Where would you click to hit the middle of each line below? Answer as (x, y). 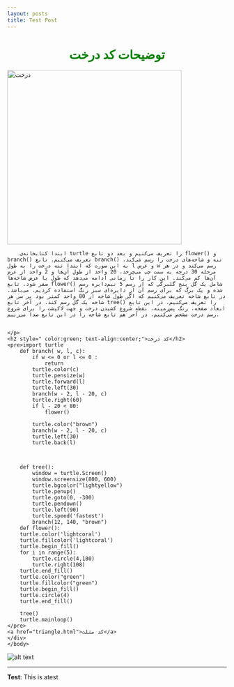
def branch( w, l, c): (53, 352)
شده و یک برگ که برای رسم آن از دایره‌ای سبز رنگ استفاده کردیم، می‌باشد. (115, 290)
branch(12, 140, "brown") (70, 522)
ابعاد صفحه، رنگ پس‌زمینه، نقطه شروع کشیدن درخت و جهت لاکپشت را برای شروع (117, 309)
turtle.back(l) (54, 443)
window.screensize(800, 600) (75, 480)
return (54, 363)
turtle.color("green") (53, 577)
